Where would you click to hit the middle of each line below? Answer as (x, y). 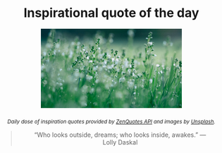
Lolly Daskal (120, 142)
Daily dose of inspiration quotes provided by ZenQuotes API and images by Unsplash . (111, 121)
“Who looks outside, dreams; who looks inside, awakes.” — (120, 135)
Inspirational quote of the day (111, 13)
